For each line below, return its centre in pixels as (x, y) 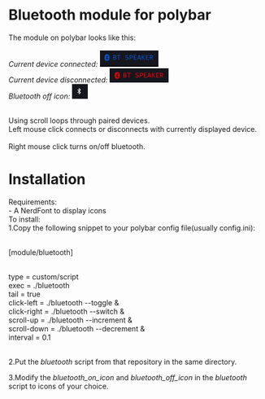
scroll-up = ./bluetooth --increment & (70, 320)
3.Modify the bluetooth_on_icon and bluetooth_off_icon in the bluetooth (128, 377)
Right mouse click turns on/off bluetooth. (77, 146)
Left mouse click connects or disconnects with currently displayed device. (133, 129)
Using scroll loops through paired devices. (79, 121)
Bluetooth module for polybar (110, 15)
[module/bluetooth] (41, 252)
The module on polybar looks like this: (72, 37)
